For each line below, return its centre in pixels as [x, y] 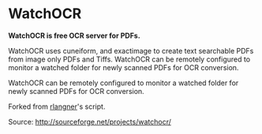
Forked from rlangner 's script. [57, 106]
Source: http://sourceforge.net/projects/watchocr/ [90, 121]
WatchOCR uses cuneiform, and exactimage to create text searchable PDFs [131, 50]
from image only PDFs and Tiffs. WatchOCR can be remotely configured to [129, 59]
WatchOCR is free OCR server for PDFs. [74, 35]
